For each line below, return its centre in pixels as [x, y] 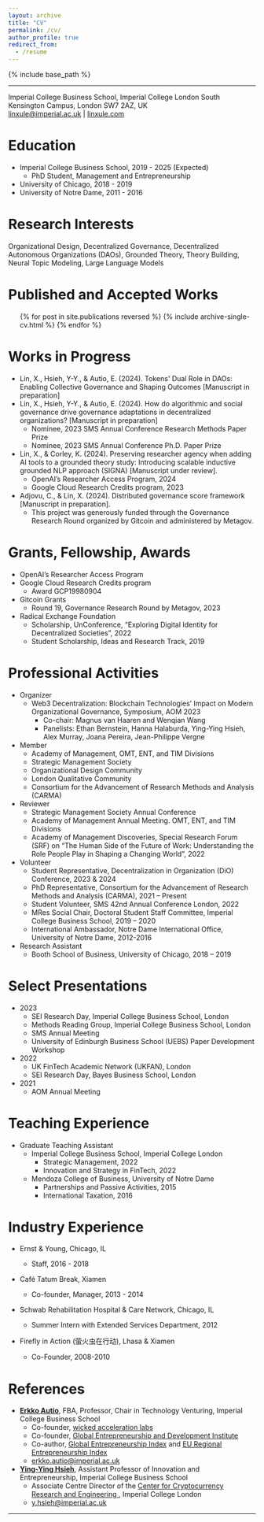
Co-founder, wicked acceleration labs [92, 1428]
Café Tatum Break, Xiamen [63, 1279]
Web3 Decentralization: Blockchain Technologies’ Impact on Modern [142, 703]
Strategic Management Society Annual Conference [114, 812]
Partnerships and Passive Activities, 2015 [110, 1187]
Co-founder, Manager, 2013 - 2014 [87, 1294]
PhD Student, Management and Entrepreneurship [111, 176]
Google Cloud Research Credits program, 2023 [108, 487]
